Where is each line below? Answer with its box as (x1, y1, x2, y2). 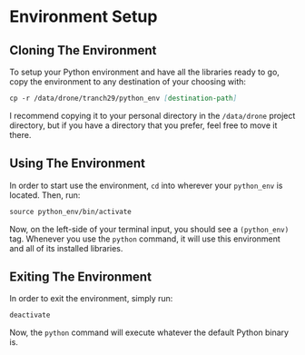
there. (9, 129, 32, 140)
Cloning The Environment (9, 43, 157, 58)
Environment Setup (9, 6, 158, 27)
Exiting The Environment (9, 269, 152, 284)
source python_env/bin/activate (9, 207, 132, 216)
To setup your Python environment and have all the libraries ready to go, (9, 66, 280, 77)
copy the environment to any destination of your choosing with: (9, 76, 247, 87)
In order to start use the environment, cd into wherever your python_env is (9, 180, 283, 191)
